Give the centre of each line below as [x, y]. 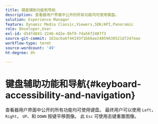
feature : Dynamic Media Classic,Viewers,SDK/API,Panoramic [70, 24]
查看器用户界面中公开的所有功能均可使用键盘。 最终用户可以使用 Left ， [81, 110]
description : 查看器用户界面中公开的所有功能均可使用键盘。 [62, 15]
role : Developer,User [28, 29]
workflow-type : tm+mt [28, 43]
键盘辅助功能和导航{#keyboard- [73, 84]
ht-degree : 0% [20, 53]
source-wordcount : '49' [31, 48]
